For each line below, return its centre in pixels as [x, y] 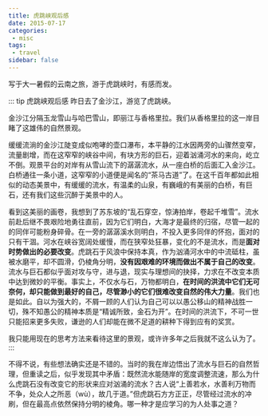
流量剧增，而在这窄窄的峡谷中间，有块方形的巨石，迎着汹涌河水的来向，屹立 [134, 155]
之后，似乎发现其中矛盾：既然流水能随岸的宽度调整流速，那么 [144, 374]
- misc [23, 38]
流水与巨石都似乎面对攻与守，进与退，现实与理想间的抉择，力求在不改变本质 [134, 271]
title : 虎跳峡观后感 [39, 16]
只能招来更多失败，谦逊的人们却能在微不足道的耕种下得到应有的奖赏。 [124, 321]
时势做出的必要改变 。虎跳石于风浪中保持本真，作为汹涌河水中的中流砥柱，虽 [134, 252]
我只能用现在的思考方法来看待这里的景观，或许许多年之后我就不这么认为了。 [134, 338]
